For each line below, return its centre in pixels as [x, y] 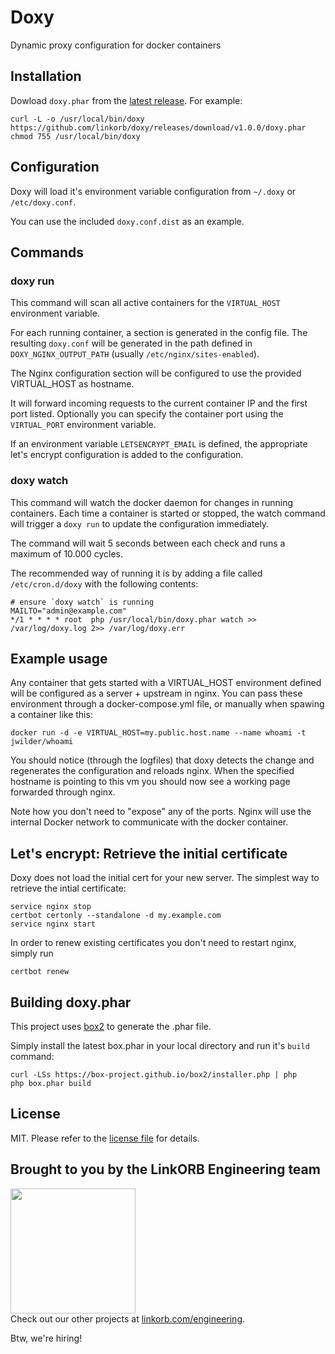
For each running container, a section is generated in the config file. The [159, 333]
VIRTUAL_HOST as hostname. [72, 384]
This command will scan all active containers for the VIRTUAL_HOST [145, 303]
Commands [47, 252]
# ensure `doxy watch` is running [82, 602]
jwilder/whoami [42, 742]
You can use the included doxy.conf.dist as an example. [127, 221]
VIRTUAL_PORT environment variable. [83, 425]
